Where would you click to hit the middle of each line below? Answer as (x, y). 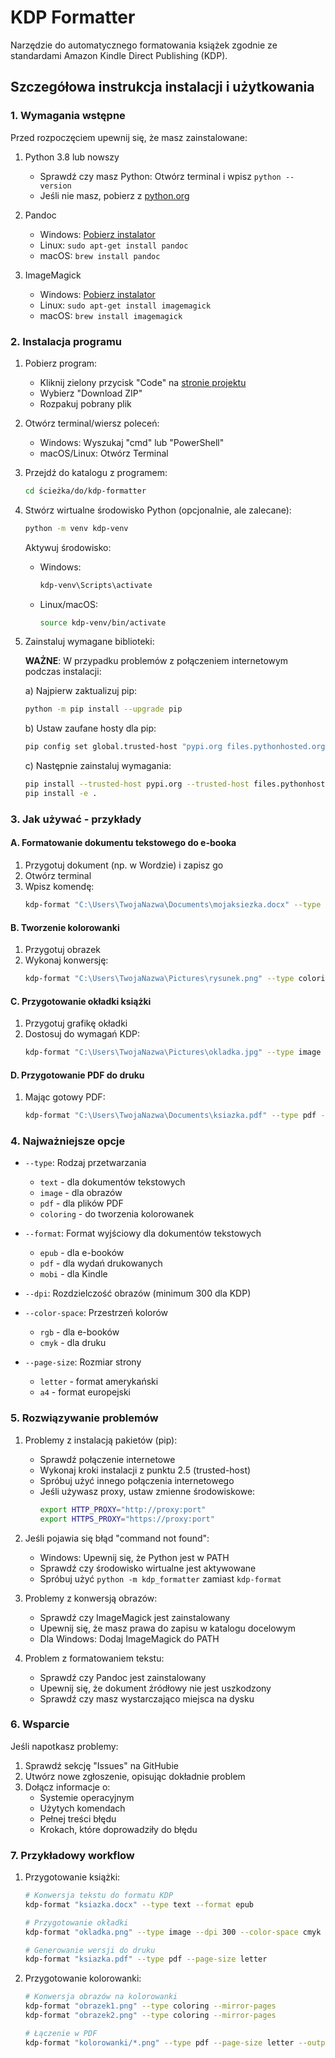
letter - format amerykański (99, 1382)
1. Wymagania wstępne (68, 116)
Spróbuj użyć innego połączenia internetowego (137, 1480)
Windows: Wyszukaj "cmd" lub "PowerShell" (132, 442)
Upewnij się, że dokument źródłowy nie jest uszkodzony (155, 1688)
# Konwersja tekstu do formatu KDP (99, 1896)
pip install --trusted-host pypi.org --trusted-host (137, 784)
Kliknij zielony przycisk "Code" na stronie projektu (143, 382)
